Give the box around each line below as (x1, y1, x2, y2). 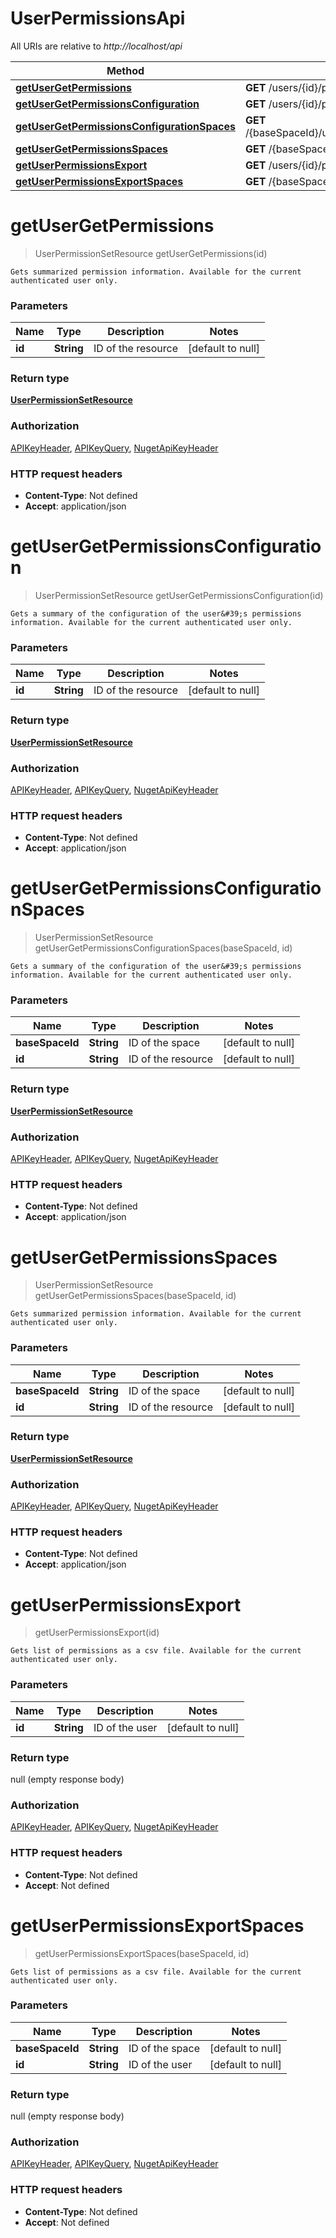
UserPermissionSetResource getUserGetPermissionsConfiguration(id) (34, 590, 324, 601)
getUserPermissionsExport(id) (34, 1627, 160, 1639)
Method (106, 63, 145, 77)
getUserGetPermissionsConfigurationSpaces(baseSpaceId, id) (34, 942, 293, 954)
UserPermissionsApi (10, 7, 186, 30)
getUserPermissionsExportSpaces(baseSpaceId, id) (34, 1947, 250, 1959)
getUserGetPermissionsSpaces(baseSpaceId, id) (34, 1290, 237, 1302)
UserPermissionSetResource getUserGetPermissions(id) (34, 247, 268, 259)
